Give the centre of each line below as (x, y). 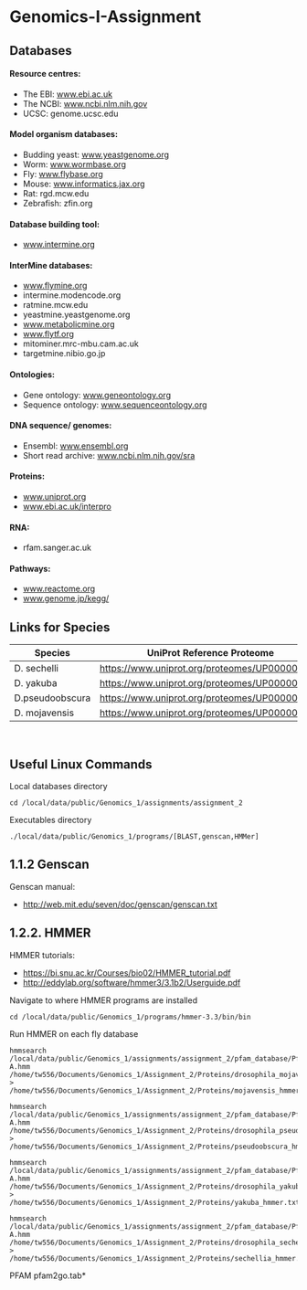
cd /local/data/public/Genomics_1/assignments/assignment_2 (127, 803)
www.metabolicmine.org (69, 324)
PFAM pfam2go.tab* (48, 1275)
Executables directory (51, 820)
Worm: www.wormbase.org (74, 164)
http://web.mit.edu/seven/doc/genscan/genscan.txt (120, 904)
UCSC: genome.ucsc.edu (70, 113)
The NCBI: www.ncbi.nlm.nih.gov (85, 103)
